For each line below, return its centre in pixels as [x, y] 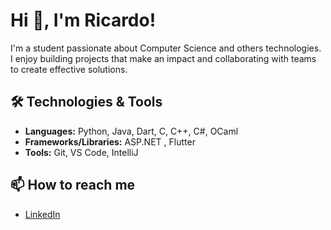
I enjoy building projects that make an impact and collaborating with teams [163, 58]
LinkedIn [42, 214]
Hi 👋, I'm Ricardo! [83, 20]
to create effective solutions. [69, 69]
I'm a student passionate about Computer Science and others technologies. [166, 48]
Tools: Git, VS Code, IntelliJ [81, 152]
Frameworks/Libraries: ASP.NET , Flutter [110, 141]
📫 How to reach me [73, 185]
